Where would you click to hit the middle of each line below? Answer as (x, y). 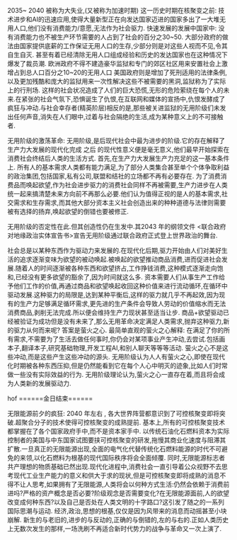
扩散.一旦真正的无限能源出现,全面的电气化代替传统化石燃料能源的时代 (109, 449)
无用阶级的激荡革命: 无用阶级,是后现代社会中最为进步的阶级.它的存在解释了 (116, 141)
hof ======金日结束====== (50, 398)
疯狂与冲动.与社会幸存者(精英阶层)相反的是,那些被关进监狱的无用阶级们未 (114, 108)
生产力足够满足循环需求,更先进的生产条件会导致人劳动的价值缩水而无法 (123, 304)
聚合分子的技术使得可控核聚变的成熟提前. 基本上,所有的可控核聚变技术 (123, 422)
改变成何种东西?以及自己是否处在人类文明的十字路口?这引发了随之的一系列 (116, 502)
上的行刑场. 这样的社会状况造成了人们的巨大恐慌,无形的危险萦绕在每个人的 (116, 90)
